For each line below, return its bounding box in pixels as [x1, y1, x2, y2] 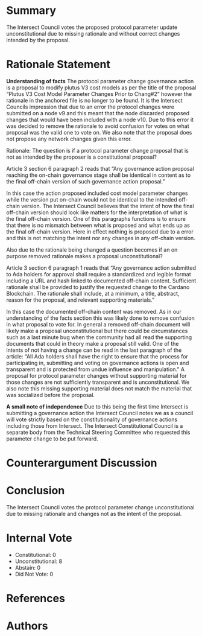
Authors [6, 619, 48, 633]
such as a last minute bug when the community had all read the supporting [6, 333, 192, 341]
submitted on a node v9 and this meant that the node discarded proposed [6, 109, 190, 116]
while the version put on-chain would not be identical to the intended [6, 196, 178, 203]
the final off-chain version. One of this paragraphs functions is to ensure [6, 215, 186, 222]
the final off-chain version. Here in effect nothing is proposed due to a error [6, 227, 194, 235]
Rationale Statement [6, 58, 110, 71]
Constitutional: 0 [14, 551, 56, 558]
